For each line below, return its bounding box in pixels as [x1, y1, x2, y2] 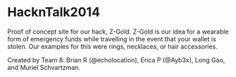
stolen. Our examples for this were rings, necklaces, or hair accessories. [7, 42, 218, 50]
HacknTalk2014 [7, 4, 100, 20]
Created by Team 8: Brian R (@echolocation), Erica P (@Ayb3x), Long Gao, [7, 55, 225, 64]
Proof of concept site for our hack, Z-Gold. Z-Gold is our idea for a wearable [7, 27, 230, 36]
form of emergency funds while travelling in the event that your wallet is [7, 34, 217, 43]
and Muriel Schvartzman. [7, 63, 81, 71]
